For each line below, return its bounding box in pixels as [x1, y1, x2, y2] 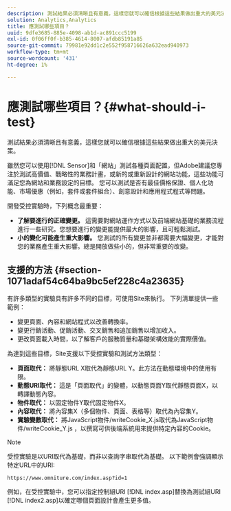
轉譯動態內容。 [16, 390, 60, 398]
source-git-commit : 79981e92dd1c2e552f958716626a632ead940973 [7, 42, 189, 49]
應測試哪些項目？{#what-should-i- [7, 99, 206, 114]
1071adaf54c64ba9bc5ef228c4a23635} [7, 275, 185, 286]
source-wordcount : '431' [7, 55, 78, 62]
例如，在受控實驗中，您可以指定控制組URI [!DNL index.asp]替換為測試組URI [7, 488, 221, 496]
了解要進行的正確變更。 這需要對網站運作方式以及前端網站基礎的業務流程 [16, 216, 224, 225]
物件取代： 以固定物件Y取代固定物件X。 [16, 399, 130, 407]
